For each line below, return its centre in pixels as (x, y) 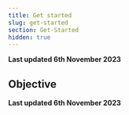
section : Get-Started (44, 30)
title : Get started (40, 15)
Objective (33, 84)
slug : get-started (38, 23)
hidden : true (29, 37)
